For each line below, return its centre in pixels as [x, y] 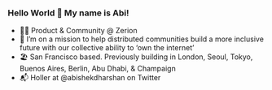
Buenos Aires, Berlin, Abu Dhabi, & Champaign [97, 69]
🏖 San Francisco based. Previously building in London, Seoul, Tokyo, [136, 57]
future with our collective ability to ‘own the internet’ [107, 48]
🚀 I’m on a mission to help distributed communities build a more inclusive [141, 39]
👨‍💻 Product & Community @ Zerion [78, 31]
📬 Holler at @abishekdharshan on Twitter [90, 78]
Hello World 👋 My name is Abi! [68, 13]
